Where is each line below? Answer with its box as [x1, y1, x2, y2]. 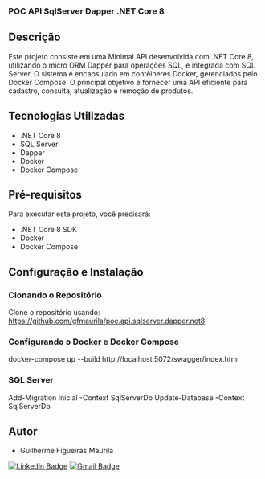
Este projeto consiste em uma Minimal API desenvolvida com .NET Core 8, [8, 51, 255, 61]
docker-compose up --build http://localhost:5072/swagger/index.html [8, 354, 239, 364]
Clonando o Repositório [8, 289, 102, 301]
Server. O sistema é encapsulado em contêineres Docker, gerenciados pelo [8, 68, 258, 78]
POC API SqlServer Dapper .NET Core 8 [8, 6, 165, 17]
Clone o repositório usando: [8, 308, 100, 317]
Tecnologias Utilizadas [8, 109, 125, 123]
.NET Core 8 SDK [19, 225, 78, 235]
